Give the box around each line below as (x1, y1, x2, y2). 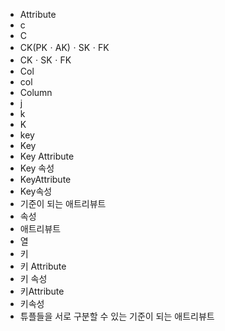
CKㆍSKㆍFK (19, 54, 72, 66)
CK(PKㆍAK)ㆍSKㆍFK (19, 42, 110, 53)
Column (19, 87, 53, 98)
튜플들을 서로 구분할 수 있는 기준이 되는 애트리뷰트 (19, 310, 215, 322)
